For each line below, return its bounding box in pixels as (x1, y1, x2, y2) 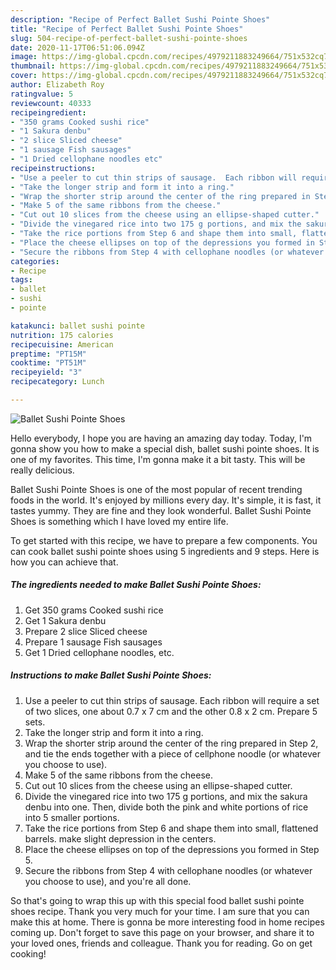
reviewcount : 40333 (10, 98, 92, 108)
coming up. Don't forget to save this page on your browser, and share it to (10, 926, 315, 938)
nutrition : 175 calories (10, 330, 114, 340)
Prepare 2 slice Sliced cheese (24, 625, 148, 637)
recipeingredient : (10, 107, 87, 118)
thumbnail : (10, 61, 56, 71)
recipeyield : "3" (10, 367, 83, 378)
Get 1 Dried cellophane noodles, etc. (24, 646, 175, 658)
